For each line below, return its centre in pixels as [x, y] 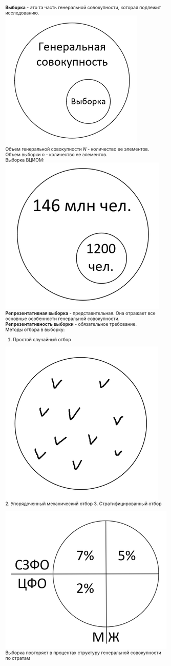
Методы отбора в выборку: [35, 329]
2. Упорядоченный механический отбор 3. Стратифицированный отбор [84, 504]
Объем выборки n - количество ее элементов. [56, 154]
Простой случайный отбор [42, 339]
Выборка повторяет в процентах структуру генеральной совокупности [83, 653]
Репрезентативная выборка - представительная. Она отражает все [81, 313]
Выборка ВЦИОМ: [25, 160]
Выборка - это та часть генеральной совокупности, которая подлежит [83, 7]
